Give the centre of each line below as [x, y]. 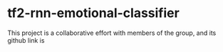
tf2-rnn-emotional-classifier [93, 13]
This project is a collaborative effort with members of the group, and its [112, 33]
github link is [26, 40]
